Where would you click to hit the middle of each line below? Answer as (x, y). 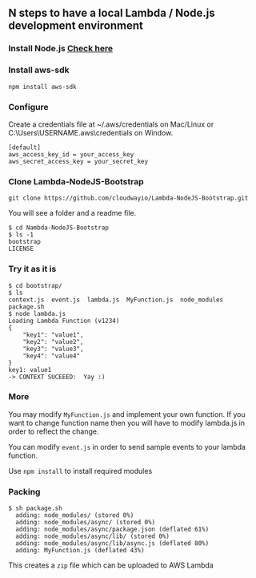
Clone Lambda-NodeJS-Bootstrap (76, 181)
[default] (25, 148)
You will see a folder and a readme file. (72, 213)
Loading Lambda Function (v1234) (64, 321)
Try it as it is (32, 269)
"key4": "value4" (52, 356)
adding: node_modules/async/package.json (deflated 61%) (112, 529)
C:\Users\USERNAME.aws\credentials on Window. (91, 132)
